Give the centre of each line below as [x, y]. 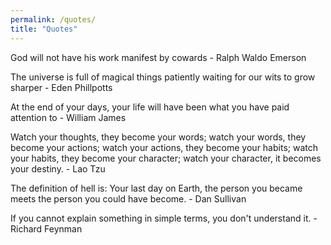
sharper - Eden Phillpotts [61, 87]
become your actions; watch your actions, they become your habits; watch [164, 147]
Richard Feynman [46, 228]
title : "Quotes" [44, 29]
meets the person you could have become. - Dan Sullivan [128, 198]
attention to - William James [68, 117]
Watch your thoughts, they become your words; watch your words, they [158, 137]
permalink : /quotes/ [53, 19]
